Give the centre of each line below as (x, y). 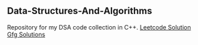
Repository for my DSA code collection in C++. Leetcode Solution (99, 27)
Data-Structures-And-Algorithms (80, 11)
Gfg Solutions (26, 34)
